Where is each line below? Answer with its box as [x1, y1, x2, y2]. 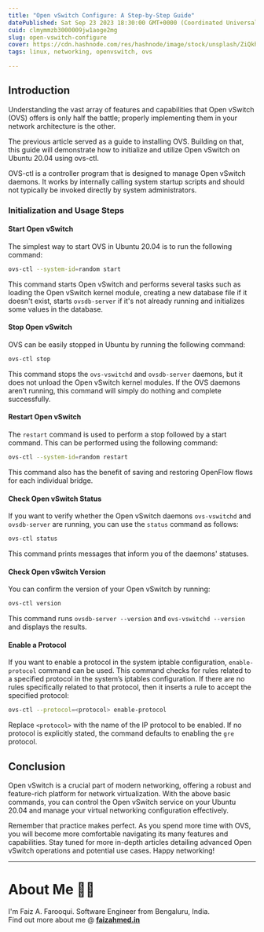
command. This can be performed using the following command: [8, 438, 218, 448]
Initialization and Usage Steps [8, 205, 124, 216]
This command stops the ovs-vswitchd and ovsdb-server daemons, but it [8, 369, 244, 378]
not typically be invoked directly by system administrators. [8, 185, 197, 195]
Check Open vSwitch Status [8, 494, 102, 503]
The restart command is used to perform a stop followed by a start [8, 429, 227, 440]
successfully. [8, 394, 51, 404]
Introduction [8, 84, 71, 97]
